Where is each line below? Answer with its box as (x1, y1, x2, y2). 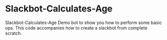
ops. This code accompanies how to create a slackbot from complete (5, 24, 148, 30)
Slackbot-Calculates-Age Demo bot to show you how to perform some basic (5, 19, 162, 25)
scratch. (5, 30, 22, 36)
